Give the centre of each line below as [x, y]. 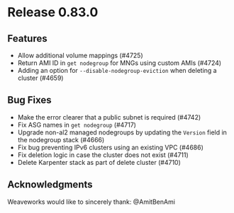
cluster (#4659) [40, 78]
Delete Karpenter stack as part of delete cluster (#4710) [99, 162]
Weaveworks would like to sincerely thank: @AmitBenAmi [91, 202]
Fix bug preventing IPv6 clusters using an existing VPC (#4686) [111, 147]
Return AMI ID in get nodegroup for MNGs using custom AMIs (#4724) [119, 63]
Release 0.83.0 [53, 12]
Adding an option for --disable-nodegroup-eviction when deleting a [117, 70]
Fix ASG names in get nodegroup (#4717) [77, 125]
